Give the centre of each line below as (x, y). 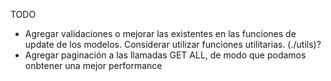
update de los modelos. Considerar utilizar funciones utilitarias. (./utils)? (173, 44)
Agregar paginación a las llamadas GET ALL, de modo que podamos (165, 55)
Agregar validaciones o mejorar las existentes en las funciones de (160, 33)
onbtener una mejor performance (93, 65)
